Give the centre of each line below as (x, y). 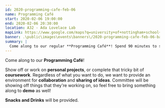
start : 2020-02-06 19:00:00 (34, 19)
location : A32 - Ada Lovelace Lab (41, 28)
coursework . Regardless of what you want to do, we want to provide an (78, 75)
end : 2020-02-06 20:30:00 (31, 23)
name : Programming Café (29, 14)
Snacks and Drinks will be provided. (42, 100)
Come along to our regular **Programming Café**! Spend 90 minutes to (83, 46)
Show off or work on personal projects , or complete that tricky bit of (75, 70)
